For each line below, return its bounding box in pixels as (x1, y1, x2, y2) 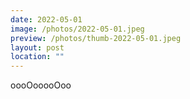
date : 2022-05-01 (10, 14, 83, 25)
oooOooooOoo (10, 79, 72, 91)
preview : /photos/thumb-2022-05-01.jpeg (10, 33, 182, 43)
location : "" (10, 52, 65, 62)
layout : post (10, 42, 65, 53)
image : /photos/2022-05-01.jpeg (10, 24, 145, 34)
